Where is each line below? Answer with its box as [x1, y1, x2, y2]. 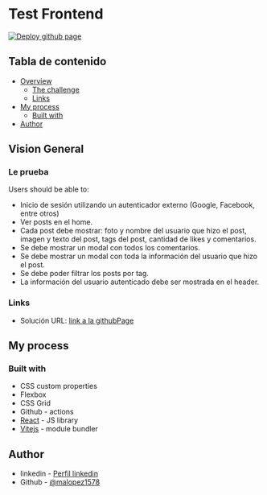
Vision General [8, 142, 84, 156]
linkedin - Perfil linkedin [19, 468, 99, 479]
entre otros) [19, 208, 60, 218]
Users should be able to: [8, 184, 90, 194]
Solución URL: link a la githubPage [19, 316, 134, 325]
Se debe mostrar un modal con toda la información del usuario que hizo [19, 251, 258, 262]
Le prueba [8, 167, 49, 178]
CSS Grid [19, 398, 51, 408]
